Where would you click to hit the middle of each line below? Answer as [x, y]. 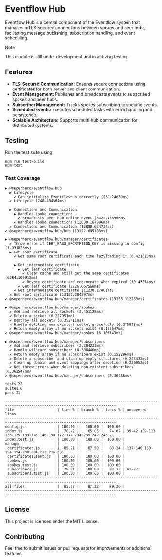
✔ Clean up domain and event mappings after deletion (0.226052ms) [79, 363]
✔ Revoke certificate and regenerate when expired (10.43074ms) [89, 282]
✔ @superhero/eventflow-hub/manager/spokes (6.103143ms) [64, 333]
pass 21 [13, 393]
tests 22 [14, 384]
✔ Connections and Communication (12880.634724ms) [62, 226]
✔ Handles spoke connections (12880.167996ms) [62, 222]
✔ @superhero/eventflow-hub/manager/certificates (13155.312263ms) [75, 299]
